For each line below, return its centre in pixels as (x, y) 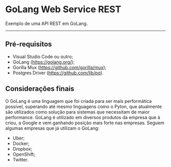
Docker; (21, 143)
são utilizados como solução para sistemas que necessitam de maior (78, 112)
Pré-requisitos (29, 44)
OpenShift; (24, 154)
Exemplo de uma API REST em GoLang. (47, 23)
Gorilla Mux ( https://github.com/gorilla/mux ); (60, 67)
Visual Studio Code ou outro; (43, 57)
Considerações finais (40, 89)
